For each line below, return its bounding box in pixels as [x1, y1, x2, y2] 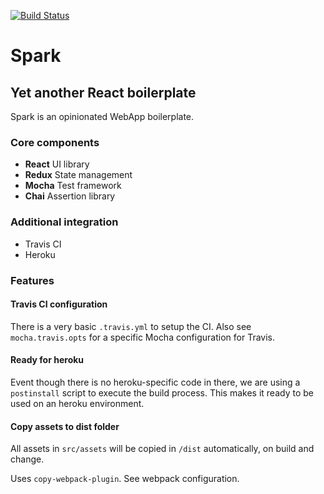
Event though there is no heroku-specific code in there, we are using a [10, 376, 301, 388]
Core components [10, 135, 100, 149]
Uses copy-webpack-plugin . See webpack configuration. [10, 473, 240, 485]
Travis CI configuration [10, 298, 108, 310]
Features [10, 273, 55, 287]
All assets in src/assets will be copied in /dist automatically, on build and [10, 443, 315, 455]
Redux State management [24, 169, 133, 181]
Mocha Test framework [24, 180, 122, 192]
